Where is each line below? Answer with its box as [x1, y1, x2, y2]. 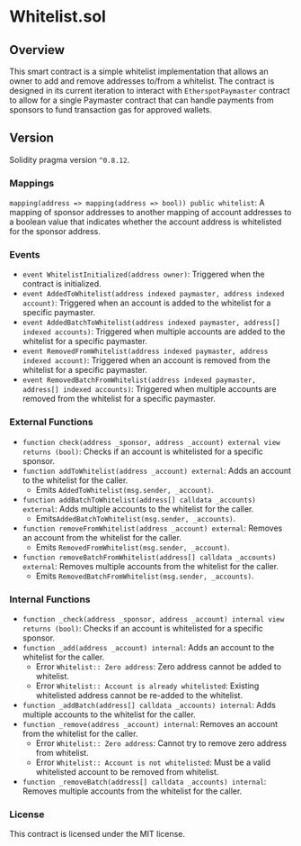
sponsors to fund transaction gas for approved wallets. [9, 105, 213, 114]
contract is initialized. [22, 278, 102, 289]
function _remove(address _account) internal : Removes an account [22, 719, 279, 729]
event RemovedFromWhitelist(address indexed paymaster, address [22, 347, 269, 357]
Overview [9, 42, 66, 58]
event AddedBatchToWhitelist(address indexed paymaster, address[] [22, 318, 280, 328]
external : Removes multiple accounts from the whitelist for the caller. [22, 560, 279, 571]
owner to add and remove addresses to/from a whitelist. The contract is [9, 76, 275, 86]
